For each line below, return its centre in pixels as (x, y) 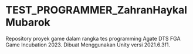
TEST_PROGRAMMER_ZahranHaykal (97, 10)
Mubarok (28, 22)
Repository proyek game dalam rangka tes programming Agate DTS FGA (93, 38)
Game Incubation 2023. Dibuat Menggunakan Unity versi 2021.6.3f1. (88, 45)
